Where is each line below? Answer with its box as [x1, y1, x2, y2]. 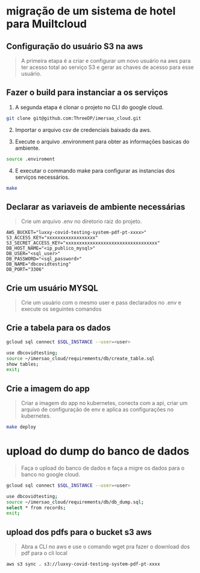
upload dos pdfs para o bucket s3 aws [6, 527, 152, 537]
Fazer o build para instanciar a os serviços [6, 88, 169, 98]
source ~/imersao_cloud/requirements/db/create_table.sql [6, 355, 155, 361]
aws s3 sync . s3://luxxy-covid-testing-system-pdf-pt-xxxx [6, 561, 161, 568]
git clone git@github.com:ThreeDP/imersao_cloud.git [6, 115, 142, 121]
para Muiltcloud [6, 17, 87, 31]
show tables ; [6, 361, 39, 367]
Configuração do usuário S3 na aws [6, 41, 143, 51]
